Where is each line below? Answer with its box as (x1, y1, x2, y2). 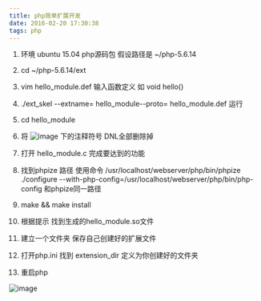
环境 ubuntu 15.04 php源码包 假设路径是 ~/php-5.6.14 (20, 50, 197, 59)
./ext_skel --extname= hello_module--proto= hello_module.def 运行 (20, 99, 243, 109)
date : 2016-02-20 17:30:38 (9, 19, 99, 27)
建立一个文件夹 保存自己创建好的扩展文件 (20, 234, 157, 243)
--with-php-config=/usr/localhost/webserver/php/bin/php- (59, 175, 254, 184)
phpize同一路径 (50, 184, 102, 194)
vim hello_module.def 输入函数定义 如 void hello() (20, 82, 184, 92)
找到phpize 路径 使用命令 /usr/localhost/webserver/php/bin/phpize (20, 166, 241, 175)
